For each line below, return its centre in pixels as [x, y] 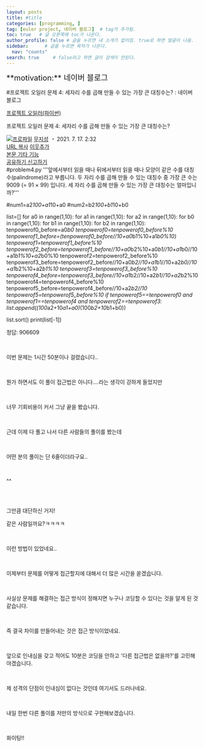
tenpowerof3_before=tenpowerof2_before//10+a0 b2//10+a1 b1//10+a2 [94, 262]
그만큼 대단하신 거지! [31, 510]
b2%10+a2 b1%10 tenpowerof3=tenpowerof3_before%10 [86, 268]
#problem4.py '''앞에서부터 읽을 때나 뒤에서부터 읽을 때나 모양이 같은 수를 [95, 170]
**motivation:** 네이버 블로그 [57, 78]
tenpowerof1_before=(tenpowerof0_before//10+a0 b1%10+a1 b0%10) [92, 236]
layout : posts [24, 12]
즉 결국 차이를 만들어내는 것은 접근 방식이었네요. [64, 631]
